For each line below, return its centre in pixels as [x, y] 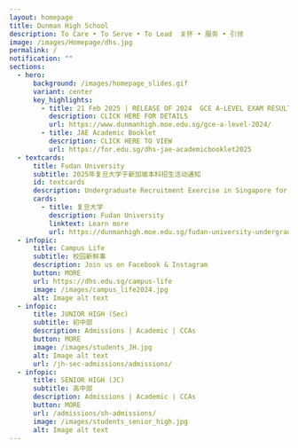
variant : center [63, 91]
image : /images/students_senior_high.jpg [110, 421]
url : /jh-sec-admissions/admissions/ [102, 364]
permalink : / [33, 51]
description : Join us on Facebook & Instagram [120, 265]
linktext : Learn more [88, 224]
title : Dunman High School [59, 26]
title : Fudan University [78, 166]
